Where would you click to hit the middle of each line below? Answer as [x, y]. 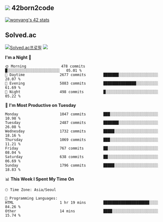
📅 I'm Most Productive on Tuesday [41, 105]
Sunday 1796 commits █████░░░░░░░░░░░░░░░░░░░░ [82, 165]
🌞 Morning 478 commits [45, 66]
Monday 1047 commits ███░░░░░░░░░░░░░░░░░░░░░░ [82, 114]
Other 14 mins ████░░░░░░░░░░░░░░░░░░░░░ [82, 211]
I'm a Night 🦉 [18, 57]
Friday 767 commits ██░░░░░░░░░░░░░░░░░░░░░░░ [82, 148]
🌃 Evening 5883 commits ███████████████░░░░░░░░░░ [82, 83]
